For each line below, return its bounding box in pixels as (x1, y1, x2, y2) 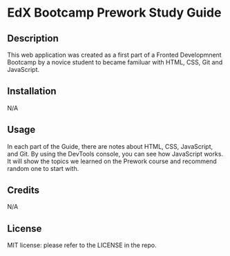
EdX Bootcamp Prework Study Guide (7, 5, 222, 21)
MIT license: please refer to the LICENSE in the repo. (7, 241, 157, 250)
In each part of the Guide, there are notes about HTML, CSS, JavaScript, (7, 142, 213, 150)
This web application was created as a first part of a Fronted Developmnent (7, 51, 222, 59)
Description (7, 33, 59, 44)
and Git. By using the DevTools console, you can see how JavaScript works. (7, 149, 223, 158)
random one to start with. (7, 164, 79, 172)
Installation (7, 85, 57, 98)
